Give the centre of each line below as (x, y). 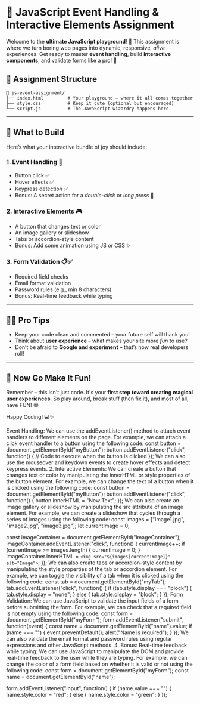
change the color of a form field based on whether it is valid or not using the (99, 664)
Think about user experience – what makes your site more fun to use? (101, 341)
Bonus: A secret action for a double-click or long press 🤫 (84, 195)
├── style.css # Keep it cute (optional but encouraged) (90, 103)
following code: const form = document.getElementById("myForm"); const (97, 671)
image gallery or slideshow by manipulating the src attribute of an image (95, 507)
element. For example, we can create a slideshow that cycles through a (93, 513)
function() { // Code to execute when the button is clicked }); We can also (96, 456)
